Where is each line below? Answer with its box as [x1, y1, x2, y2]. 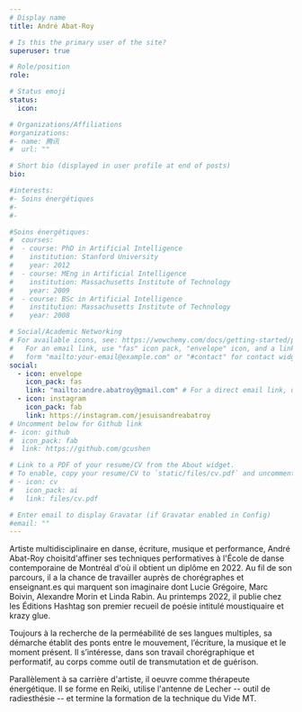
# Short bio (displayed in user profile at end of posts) [9, 161, 231, 171]
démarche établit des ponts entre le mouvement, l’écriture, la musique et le [9, 637, 287, 648]
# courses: [9, 236, 54, 245]
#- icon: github [9, 428, 70, 437]
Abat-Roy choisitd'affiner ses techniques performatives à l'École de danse [9, 553, 285, 563]
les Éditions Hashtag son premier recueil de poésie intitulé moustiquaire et [9, 600, 285, 612]
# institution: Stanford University [9, 253, 159, 262]
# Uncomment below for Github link [9, 419, 143, 428]
